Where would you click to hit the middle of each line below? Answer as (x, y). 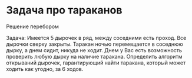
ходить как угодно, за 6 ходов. (45, 69)
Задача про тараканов (64, 10)
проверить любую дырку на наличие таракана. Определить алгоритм (94, 56)
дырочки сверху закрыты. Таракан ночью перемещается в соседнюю (95, 44)
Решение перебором (32, 26)
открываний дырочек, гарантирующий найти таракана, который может (96, 63)
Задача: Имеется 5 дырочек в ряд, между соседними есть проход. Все (96, 38)
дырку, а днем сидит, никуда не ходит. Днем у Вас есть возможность (94, 50)
